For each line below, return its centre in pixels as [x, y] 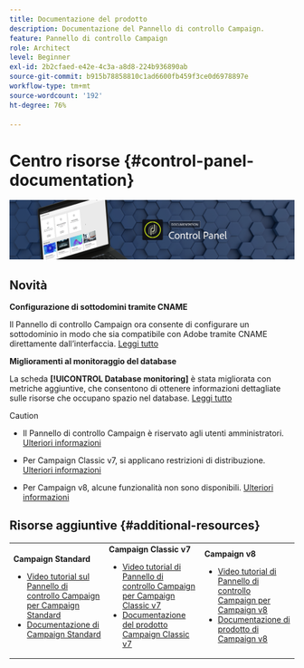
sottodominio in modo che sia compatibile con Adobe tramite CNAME [138, 334]
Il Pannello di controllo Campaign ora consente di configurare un [129, 324]
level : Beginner [40, 58]
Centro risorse [65, 161]
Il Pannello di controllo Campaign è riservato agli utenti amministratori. [153, 433]
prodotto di [238, 629]
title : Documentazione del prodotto [78, 19]
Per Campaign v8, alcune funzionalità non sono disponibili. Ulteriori [148, 487]
